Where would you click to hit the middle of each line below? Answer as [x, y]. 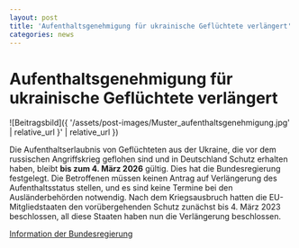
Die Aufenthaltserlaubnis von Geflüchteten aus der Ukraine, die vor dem [143, 150]
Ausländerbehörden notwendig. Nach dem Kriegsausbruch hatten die [138, 198]
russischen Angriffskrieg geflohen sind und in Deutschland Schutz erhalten [149, 159]
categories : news [42, 34]
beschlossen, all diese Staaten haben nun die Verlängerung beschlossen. [145, 217]
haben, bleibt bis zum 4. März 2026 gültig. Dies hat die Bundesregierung [145, 169]
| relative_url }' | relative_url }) [64, 132]
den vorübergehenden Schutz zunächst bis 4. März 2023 [175, 207]
